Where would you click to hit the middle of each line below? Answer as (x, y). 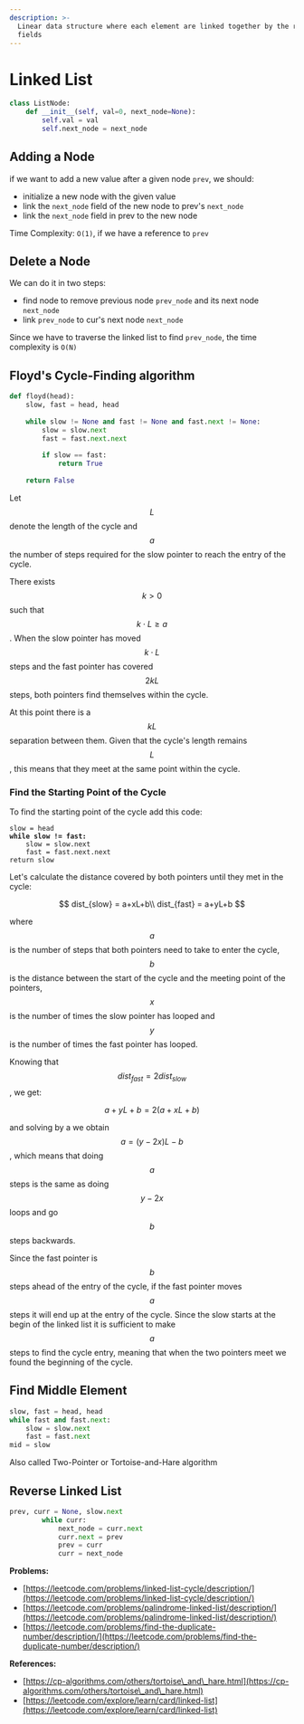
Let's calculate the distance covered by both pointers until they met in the (147, 877)
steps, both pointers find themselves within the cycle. (109, 694)
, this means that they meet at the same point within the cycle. (125, 768)
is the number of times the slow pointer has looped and (112, 1016)
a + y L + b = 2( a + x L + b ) (152, 1110)
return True (80, 464)
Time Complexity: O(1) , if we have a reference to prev (109, 233)
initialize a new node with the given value (99, 196)
